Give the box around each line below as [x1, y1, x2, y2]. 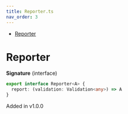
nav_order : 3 [6, 14, 38, 20]
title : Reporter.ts [6, 8, 54, 15]
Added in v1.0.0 [6, 103, 44, 110]
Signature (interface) [6, 70, 58, 77]
